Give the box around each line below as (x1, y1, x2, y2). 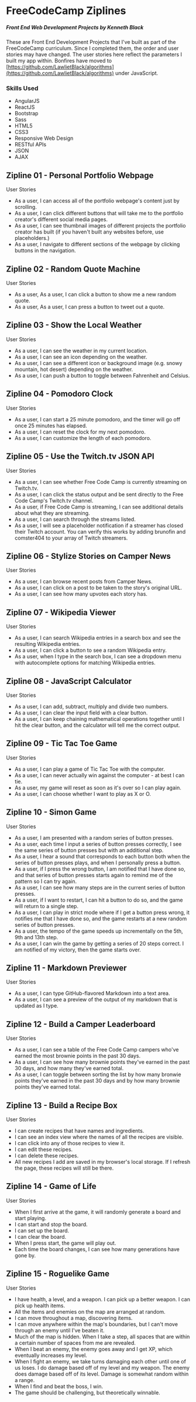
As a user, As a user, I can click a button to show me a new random (14, 291, 177, 298)
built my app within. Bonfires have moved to (6, 57, 112, 64)
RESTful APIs (14, 141, 47, 148)
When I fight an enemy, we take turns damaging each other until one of (14, 1358, 186, 1365)
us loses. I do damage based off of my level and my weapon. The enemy (14, 1364, 190, 1371)
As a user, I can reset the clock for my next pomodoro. (14, 428, 146, 435)
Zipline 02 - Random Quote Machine (6, 264, 140, 274)
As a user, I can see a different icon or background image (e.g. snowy (14, 359, 183, 366)
